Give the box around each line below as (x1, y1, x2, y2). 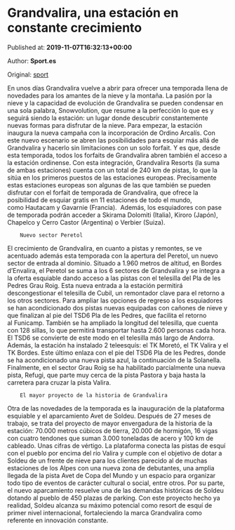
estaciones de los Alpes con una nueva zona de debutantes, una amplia (7, 463, 215, 472)
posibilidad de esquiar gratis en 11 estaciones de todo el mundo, (7, 195, 193, 204)
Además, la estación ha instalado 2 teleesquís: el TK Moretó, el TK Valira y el (7, 340, 229, 349)
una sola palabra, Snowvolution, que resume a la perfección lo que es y (7, 106, 214, 114)
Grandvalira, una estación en (7, 5, 179, 21)
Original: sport (7, 70, 49, 79)
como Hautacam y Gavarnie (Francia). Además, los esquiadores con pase (7, 203, 222, 211)
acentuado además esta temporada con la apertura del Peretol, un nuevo (7, 251, 219, 260)
